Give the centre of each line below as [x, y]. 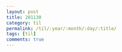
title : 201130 [24, 17]
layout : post [23, 12]
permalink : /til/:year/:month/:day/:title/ [62, 28]
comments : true [25, 39]
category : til [24, 23]
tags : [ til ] [21, 34]
